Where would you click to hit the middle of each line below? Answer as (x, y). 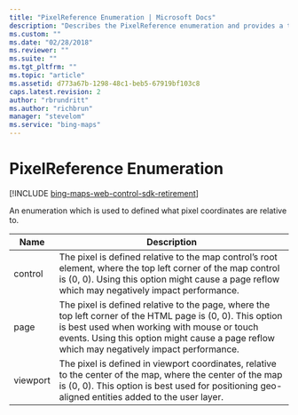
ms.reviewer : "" (39, 51)
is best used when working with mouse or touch (159, 327)
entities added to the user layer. (158, 396)
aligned (74, 396)
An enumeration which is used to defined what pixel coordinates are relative (148, 211)
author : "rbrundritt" (49, 100)
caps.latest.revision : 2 (55, 92)
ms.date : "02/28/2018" (51, 42)
